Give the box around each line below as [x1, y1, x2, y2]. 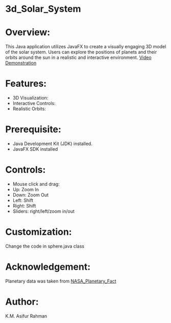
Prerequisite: [5, 124, 61, 135]
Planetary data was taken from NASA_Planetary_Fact [5, 278, 116, 284]
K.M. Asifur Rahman [5, 313, 47, 319]
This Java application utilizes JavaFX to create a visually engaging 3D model [5, 44, 166, 50]
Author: [5, 296, 39, 308]
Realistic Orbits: [12, 106, 46, 112]
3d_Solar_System [5, 3, 81, 15]
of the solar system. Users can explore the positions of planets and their [5, 49, 157, 55]
